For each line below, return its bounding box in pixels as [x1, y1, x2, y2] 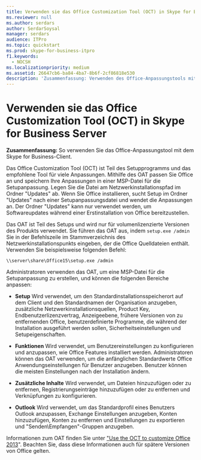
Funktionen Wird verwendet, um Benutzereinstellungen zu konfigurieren [14, 343, 194, 350]
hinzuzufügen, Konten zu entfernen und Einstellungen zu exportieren [14, 417, 185, 424]
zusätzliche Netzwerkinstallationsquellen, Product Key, [14, 305, 151, 313]
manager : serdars [6, 31, 50, 37]
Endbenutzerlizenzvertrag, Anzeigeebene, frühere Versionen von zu [14, 312, 183, 319]
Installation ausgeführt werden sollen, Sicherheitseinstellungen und [14, 325, 181, 332]
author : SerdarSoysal [6, 25, 60, 32]
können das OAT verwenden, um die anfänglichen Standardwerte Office [14, 355, 193, 362]
